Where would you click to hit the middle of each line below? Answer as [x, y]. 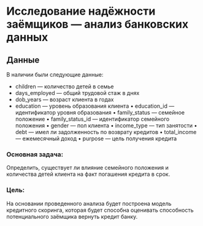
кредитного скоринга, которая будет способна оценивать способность [100, 210]
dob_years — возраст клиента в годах [64, 100]
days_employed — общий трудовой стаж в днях [77, 93]
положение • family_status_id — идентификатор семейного [92, 119]
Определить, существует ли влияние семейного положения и [87, 168]
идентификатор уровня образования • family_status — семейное [100, 112]
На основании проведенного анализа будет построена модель [89, 203]
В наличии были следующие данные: [55, 74]
